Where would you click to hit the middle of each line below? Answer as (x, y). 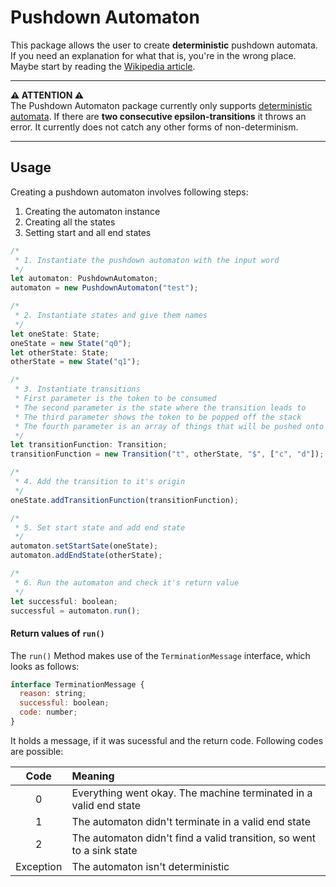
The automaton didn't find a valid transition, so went (193, 838)
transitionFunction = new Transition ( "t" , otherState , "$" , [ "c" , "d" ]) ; (167, 454)
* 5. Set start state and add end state (100, 527)
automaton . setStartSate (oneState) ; (84, 546)
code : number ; (48, 712)
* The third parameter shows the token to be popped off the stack (158, 417)
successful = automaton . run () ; (75, 611)
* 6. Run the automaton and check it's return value (127, 582)
